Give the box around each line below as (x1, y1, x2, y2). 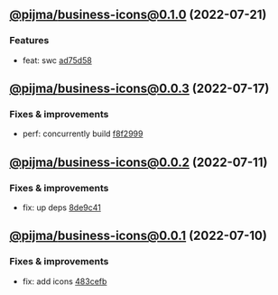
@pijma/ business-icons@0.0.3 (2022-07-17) (9, 81, 270, 97)
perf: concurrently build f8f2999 (22, 128, 144, 139)
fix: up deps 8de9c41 (22, 202, 101, 213)
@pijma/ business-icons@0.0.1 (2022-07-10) (9, 228, 268, 244)
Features (9, 34, 50, 47)
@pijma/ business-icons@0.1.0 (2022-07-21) (9, 7, 267, 23)
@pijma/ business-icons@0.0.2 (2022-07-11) (9, 154, 268, 170)
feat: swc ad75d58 (22, 54, 92, 66)
